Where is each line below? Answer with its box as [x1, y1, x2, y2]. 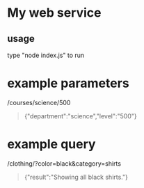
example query [7, 136, 96, 152]
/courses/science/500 [7, 98, 71, 107]
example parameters [7, 75, 130, 91]
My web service [7, 5, 102, 21]
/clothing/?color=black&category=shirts [7, 159, 122, 168]
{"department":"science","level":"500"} [24, 111, 137, 120]
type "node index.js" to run [7, 51, 85, 59]
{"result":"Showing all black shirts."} [24, 173, 129, 181]
